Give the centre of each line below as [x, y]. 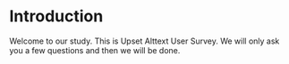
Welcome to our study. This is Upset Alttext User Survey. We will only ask [144, 41]
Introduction [56, 16]
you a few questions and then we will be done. [95, 50]
